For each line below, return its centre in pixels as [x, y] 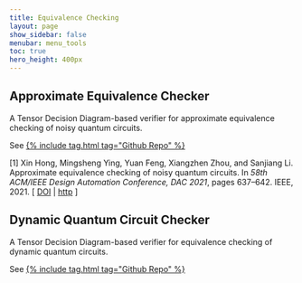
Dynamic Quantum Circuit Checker [110, 220]
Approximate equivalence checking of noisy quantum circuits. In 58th [139, 172]
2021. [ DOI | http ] [44, 192]
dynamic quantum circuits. [59, 251]
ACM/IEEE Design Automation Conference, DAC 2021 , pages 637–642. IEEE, [151, 182]
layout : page [34, 26]
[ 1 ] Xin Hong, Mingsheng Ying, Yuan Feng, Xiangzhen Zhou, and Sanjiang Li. [151, 163]
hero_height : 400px [46, 60]
